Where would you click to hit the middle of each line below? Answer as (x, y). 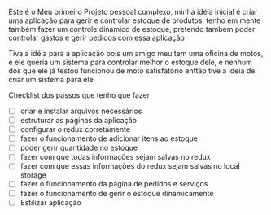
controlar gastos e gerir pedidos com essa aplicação (96, 37)
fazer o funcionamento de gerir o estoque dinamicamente (117, 193)
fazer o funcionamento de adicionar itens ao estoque (109, 138)
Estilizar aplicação (50, 202)
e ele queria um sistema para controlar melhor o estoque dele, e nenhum (130, 62)
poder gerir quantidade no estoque (79, 148)
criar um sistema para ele (51, 79)
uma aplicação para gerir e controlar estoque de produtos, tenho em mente (135, 20)
